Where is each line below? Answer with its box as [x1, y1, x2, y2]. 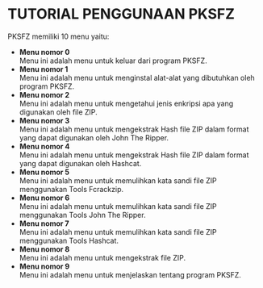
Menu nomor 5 [19, 167, 70, 177]
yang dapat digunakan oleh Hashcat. [19, 158, 142, 168]
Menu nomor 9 [19, 261, 70, 271]
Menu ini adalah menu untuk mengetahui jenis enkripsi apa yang [19, 98, 234, 108]
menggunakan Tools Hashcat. [19, 236, 119, 245]
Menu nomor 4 [19, 141, 70, 151]
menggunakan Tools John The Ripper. [19, 210, 146, 219]
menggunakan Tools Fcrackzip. [19, 184, 124, 194]
